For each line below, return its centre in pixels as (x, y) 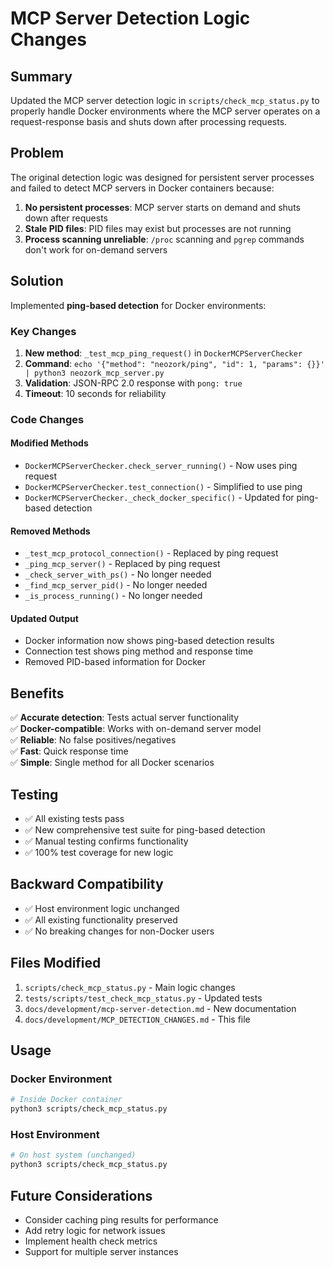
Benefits (37, 693)
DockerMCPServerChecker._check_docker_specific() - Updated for (159, 498)
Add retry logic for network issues (95, 1230)
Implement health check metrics (91, 1241)
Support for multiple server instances (101, 1251)
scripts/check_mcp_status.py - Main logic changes (130, 987)
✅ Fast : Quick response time (69, 751)
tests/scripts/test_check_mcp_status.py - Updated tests (143, 998)
